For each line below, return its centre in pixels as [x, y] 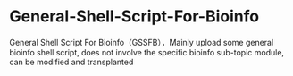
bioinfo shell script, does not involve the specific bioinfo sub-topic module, [146, 52]
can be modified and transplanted [71, 62]
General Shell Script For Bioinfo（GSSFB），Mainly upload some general [142, 42]
